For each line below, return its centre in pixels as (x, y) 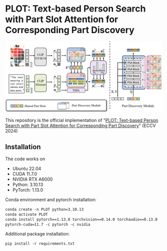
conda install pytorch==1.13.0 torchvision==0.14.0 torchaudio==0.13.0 (81, 220)
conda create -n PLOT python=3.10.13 (44, 210)
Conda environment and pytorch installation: (51, 200)
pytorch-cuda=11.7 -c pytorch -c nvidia (48, 225)
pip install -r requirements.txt (40, 244)
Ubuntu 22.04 (27, 169)
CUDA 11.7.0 (25, 174)
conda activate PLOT (27, 215)
